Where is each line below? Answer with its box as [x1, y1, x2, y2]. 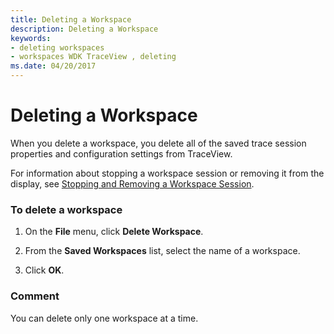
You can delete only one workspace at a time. [10, 312, 199, 324]
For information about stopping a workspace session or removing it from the [10, 167, 325, 179]
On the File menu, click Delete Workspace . [24, 226, 204, 238]
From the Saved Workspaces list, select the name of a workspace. [24, 245, 301, 257]
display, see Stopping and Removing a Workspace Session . [10, 177, 255, 190]
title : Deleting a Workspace [10, 14, 132, 25]
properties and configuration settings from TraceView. [10, 147, 233, 160]
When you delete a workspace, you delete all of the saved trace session [10, 137, 307, 149]
